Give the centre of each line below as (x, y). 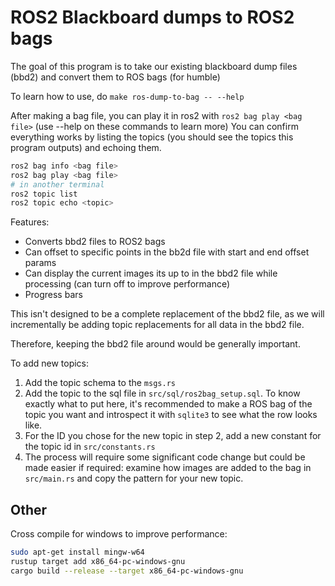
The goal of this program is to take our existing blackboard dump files (154, 66)
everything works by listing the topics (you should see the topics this (152, 137)
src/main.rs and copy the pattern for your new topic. (134, 478)
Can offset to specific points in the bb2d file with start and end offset (167, 252)
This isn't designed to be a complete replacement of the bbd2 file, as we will (167, 314)
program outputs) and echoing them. (86, 147)
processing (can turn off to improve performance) (127, 284)
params (40, 263)
